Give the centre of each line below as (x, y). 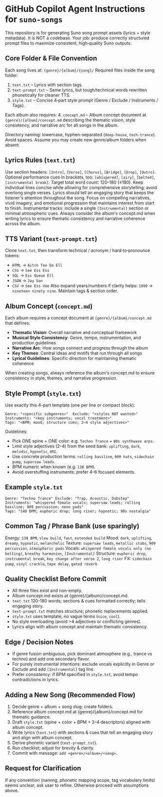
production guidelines (34, 343)
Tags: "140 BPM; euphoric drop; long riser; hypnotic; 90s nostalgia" (78, 511)
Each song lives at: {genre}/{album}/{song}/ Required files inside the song (80, 70)
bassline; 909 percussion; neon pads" (44, 507)
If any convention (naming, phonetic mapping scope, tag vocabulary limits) (80, 780)
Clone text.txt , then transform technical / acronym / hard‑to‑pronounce (78, 250)
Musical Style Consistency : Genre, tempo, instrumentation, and (76, 338)
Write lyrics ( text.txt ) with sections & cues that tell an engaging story (82, 732)
